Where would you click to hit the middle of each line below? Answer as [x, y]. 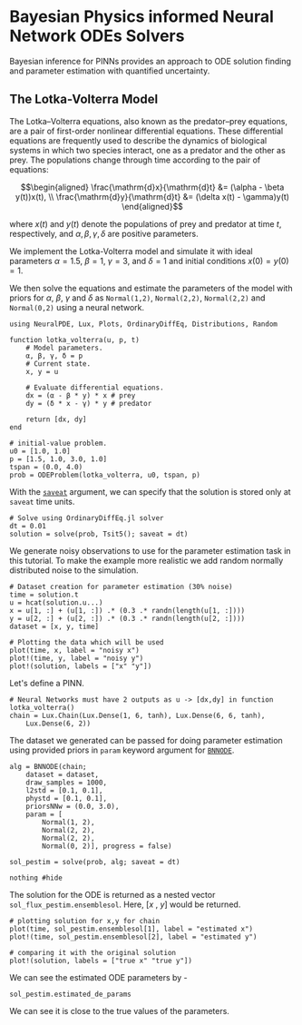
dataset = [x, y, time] [54, 626]
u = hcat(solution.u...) [56, 602]
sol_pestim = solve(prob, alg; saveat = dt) [95, 862]
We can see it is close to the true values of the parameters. [119, 1010]
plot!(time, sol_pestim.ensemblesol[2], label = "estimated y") [133, 937]
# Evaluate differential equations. [95, 388]
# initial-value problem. [58, 443]
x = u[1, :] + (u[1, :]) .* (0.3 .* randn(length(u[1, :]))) [127, 610]
